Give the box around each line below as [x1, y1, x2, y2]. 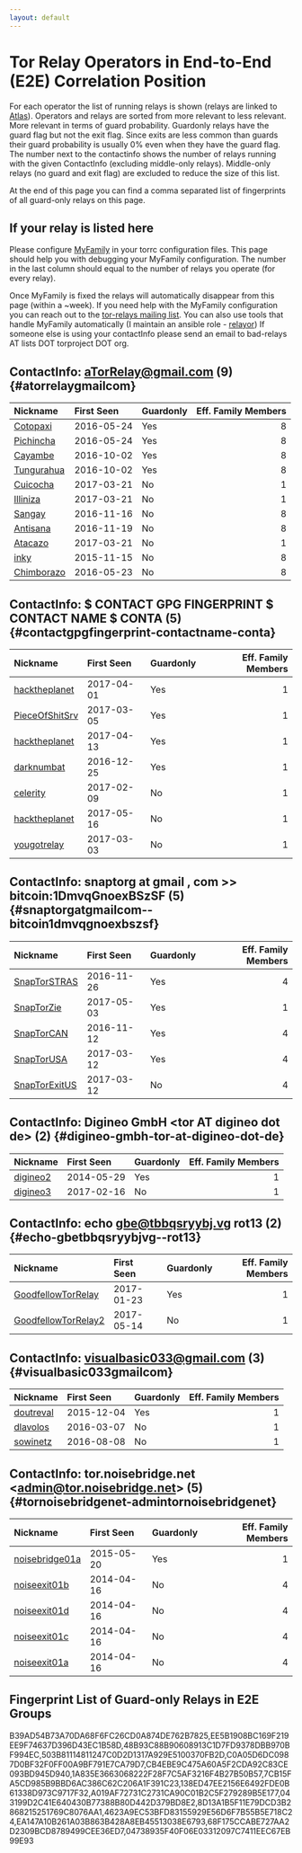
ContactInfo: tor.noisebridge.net [9, 1466, 196, 1481]
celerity [13, 787, 47, 799]
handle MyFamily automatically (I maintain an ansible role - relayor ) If [9, 319, 265, 330]
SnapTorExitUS [13, 1078, 77, 1091]
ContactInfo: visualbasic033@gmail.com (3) [9, 1350, 265, 1366]
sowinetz [13, 1435, 52, 1448]
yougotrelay [13, 838, 65, 850]
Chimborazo [13, 566, 66, 579]
